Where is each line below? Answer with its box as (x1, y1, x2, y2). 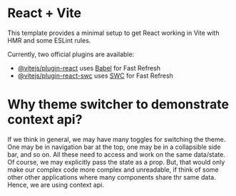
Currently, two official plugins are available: (7, 50, 135, 58)
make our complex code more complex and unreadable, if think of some (7, 165, 219, 174)
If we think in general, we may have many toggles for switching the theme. (7, 135, 226, 143)
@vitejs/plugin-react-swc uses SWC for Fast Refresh (17, 71, 173, 80)
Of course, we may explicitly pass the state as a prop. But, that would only (7, 158, 225, 166)
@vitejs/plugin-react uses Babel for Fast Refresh (17, 63, 161, 72)
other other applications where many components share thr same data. (7, 172, 216, 181)
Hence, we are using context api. (7, 180, 105, 189)
